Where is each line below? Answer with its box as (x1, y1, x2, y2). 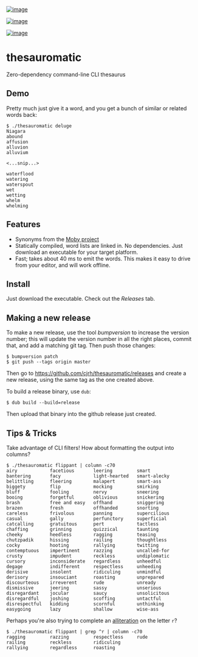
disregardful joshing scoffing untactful (6, 596, 162, 602)
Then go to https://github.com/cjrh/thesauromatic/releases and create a (6, 370, 186, 377)
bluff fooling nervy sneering (6, 489, 159, 495)
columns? (6, 451, 31, 458)
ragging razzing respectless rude (6, 634, 148, 640)
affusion (6, 139, 29, 145)
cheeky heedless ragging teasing (6, 532, 156, 538)
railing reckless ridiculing (6, 639, 121, 645)
